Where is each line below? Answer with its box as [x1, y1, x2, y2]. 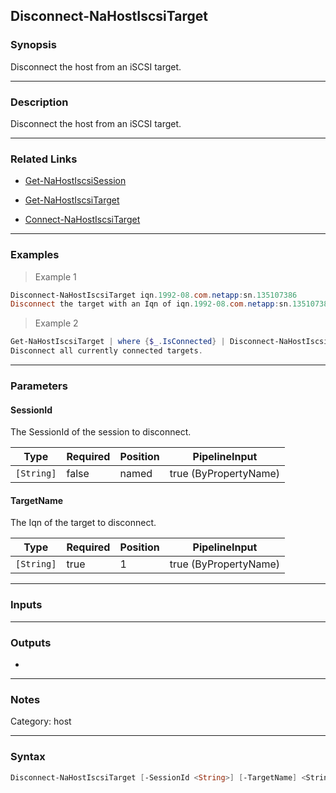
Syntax [10, 750, 46, 764]
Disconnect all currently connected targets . [10, 346, 203, 356]
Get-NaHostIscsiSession [24, 175, 127, 187]
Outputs [10, 635, 52, 649]
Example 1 [34, 270, 77, 283]
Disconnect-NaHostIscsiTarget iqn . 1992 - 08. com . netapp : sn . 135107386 [10, 290, 298, 300]
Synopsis [10, 38, 57, 52]
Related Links [10, 152, 78, 166]
